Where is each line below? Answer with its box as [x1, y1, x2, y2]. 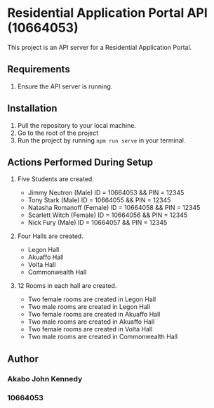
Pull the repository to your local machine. [17, 121, 137, 129]
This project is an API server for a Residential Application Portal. [7, 43, 192, 51]
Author [7, 353, 39, 364]
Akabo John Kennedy [7, 374, 83, 383]
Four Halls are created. [17, 232, 84, 240]
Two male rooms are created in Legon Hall [27, 303, 151, 311]
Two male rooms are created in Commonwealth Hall [27, 332, 178, 341]
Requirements [7, 63, 70, 75]
